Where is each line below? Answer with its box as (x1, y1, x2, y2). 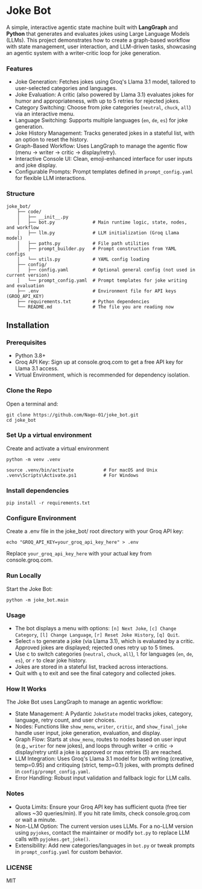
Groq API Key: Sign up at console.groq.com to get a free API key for (14, 358, 183, 366)
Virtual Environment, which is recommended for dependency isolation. (14, 371, 190, 378)
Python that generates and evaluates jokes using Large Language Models (6, 30, 190, 37)
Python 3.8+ (14, 352, 46, 360)
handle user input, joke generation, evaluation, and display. (14, 729, 162, 737)
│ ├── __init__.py (17, 214, 69, 220)
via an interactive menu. (14, 110, 75, 118)
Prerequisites (6, 338, 46, 346)
